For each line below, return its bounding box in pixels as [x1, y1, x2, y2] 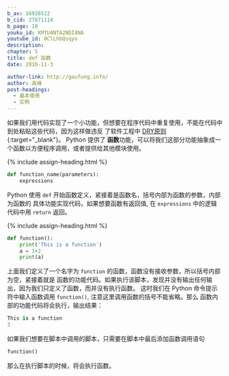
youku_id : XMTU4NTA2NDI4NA [7, 29, 84, 36]
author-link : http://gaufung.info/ [7, 73, 109, 80]
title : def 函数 [7, 55, 51, 62]
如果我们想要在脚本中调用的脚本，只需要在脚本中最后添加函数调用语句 [7, 335, 205, 342]
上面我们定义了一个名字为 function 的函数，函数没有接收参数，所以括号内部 [7, 267, 221, 275]
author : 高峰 [7, 79, 42, 86]
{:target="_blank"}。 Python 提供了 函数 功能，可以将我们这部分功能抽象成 [7, 136, 215, 144]
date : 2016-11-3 [7, 61, 53, 68]
